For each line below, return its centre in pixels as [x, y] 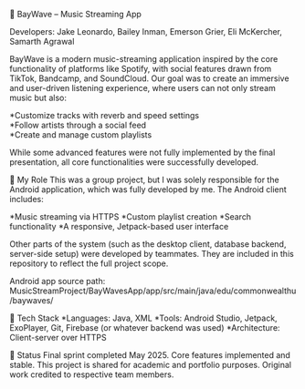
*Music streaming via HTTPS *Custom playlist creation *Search [131, 217]
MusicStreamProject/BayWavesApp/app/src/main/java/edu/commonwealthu [153, 291]
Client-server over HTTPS [58, 338]
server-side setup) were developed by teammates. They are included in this [152, 254]
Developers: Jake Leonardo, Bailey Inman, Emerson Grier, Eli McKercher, [146, 31]
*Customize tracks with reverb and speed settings [104, 115]
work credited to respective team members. [92, 374]
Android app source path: [58, 281]
